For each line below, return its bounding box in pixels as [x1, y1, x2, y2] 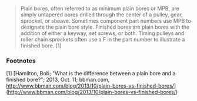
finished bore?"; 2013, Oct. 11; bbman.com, [6, 76, 110, 83]
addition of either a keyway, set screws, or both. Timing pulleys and [20, 30, 185, 37]
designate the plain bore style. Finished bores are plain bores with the [20, 23, 190, 30]
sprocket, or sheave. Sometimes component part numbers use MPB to [20, 18, 191, 24]
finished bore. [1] [20, 42, 62, 49]
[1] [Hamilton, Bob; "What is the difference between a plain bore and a [6, 70, 176, 77]
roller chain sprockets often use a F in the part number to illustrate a [20, 36, 185, 43]
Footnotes [6, 57, 36, 65]
